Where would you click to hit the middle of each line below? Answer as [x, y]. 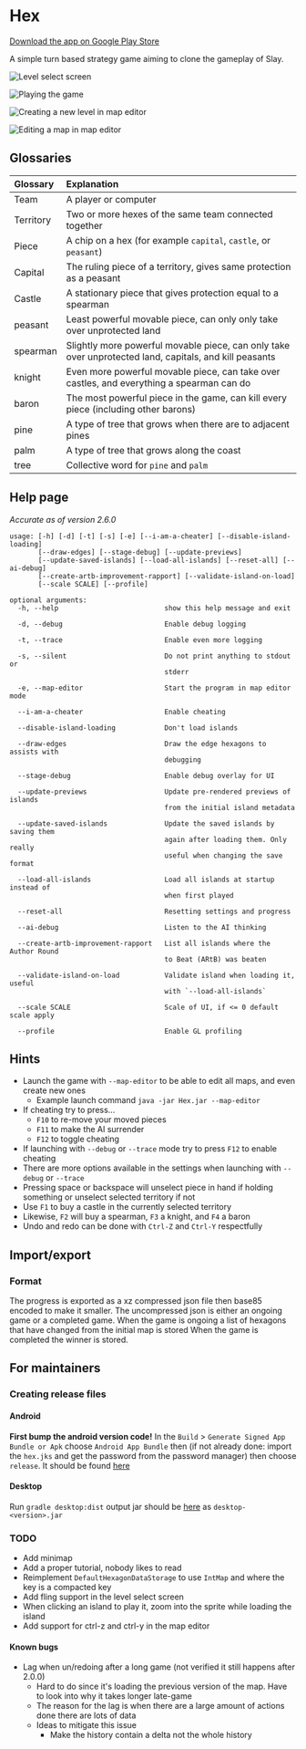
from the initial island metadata [230, 807]
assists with [34, 752]
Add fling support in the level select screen [103, 1597]
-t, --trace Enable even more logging [140, 640]
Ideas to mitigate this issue [86, 1725]
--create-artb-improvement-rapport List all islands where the [144, 943]
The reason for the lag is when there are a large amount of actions [160, 1706]
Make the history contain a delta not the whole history [151, 1735]
